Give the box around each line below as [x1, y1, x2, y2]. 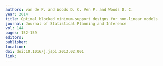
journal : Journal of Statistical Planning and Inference [5, 21, 127, 26]
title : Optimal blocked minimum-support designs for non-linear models [5, 16, 158, 21]
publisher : [5, 40, 28, 45]
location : [5, 44, 26, 49]
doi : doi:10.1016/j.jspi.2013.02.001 [5, 49, 84, 54]
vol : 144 [5, 26, 24, 31]
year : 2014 [5, 12, 28, 17]
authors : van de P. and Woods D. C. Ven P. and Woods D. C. [5, 7, 134, 12]
